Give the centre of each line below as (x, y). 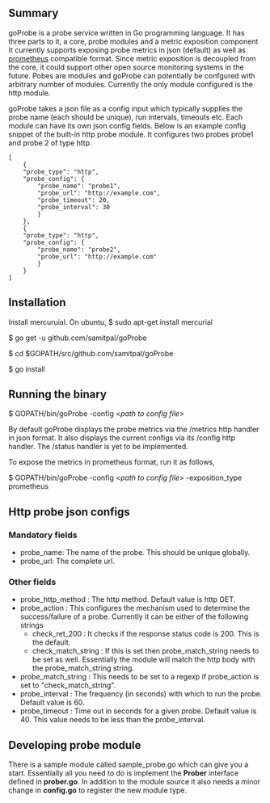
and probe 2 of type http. (50, 143)
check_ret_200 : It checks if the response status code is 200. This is (146, 634)
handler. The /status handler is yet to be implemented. (98, 447)
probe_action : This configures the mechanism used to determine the (135, 608)
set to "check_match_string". (68, 685)
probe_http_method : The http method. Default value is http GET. (128, 599)
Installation (37, 303)
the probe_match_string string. (83, 668)
